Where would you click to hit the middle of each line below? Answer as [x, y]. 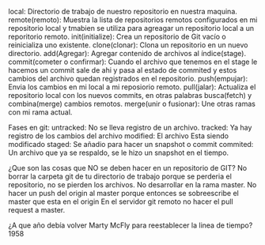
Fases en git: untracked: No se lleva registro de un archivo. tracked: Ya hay [130, 127]
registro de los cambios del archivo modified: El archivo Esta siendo [119, 136]
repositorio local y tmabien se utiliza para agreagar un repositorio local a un [131, 28]
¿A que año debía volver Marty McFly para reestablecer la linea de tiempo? [131, 225]
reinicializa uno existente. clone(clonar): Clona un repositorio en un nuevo [128, 45]
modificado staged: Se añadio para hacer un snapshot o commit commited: [131, 144]
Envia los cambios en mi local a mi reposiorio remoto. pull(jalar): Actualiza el [132, 87]
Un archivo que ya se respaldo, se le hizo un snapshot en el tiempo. [119, 153]
